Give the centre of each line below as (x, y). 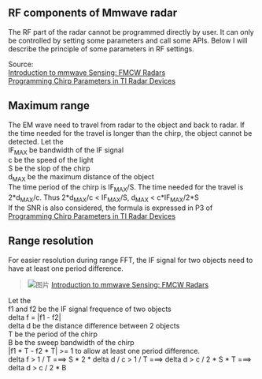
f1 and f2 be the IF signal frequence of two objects (90, 309)
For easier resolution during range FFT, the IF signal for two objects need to (131, 260)
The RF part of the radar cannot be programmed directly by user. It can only (131, 32)
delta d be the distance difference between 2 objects (94, 325)
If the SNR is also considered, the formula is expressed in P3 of (111, 208)
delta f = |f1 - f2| (35, 317)
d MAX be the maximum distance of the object (81, 178)
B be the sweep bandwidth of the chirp (72, 342)
